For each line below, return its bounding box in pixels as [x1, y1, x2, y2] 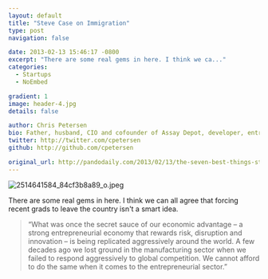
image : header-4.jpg [8, 100, 77, 108]
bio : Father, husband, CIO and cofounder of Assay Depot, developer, [8, 129, 245, 137]
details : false [8, 107, 59, 116]
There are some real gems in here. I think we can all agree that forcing [8, 195, 239, 205]
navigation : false [8, 33, 69, 42]
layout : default [8, 11, 62, 20]
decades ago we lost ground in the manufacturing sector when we [27, 245, 247, 254]
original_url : [8, 158, 56, 166]
